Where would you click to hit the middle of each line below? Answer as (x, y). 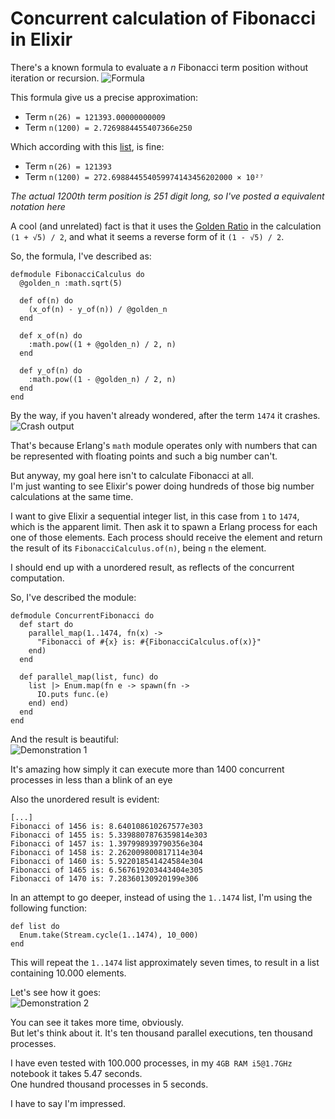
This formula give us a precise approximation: (104, 97)
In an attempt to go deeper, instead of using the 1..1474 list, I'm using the (161, 897)
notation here (38, 206)
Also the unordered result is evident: (85, 799)
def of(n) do (46, 300)
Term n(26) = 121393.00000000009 (95, 116)
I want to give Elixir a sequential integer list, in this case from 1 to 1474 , (155, 516)
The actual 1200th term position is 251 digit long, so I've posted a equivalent (167, 196)
